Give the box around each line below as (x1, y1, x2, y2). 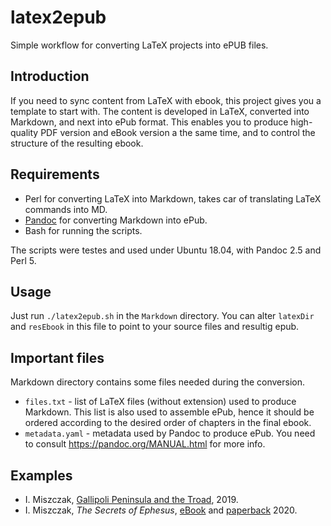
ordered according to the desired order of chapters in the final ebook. (24, 417, 312, 429)
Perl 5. (10, 254, 37, 266)
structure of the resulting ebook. (10, 137, 144, 149)
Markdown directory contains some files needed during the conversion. (10, 376, 306, 388)
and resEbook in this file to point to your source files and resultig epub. (10, 321, 300, 333)
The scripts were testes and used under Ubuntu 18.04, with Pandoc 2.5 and (10, 244, 322, 256)
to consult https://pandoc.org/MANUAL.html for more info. (24, 438, 266, 450)
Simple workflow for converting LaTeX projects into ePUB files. (10, 39, 269, 51)
